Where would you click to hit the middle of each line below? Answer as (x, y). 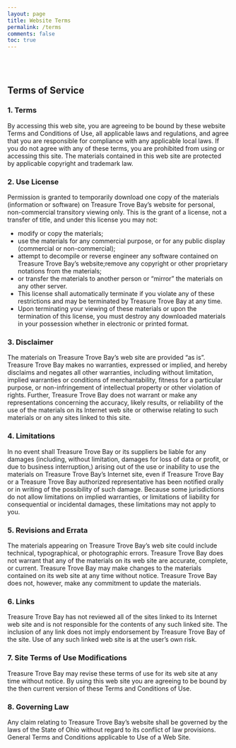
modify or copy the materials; (60, 234)
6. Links (21, 601)
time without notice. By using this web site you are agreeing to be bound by (117, 681)
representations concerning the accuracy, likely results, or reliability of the (116, 403)
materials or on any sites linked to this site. (69, 418)
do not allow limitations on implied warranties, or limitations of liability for (113, 497)
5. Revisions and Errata (48, 530)
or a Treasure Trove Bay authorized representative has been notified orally (116, 482)
